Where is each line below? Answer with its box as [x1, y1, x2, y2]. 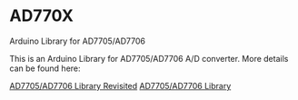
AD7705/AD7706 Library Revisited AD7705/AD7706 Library [9, 80, 232, 91]
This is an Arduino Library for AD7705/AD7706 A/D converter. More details [9, 53, 289, 64]
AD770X [9, 5, 74, 26]
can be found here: [9, 63, 81, 74]
